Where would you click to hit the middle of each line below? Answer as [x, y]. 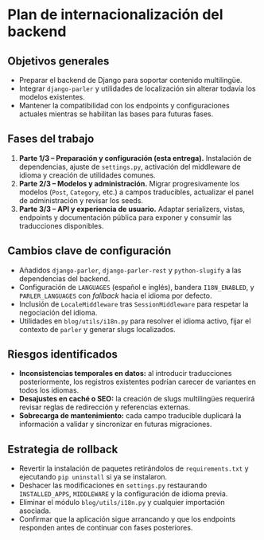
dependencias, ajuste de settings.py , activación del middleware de [130, 166]
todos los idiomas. [49, 390]
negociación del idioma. [58, 312]
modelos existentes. [52, 97]
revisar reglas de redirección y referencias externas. [105, 407]
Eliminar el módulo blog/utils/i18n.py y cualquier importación [122, 503]
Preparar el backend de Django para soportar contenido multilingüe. [131, 80]
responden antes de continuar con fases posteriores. [106, 528]
